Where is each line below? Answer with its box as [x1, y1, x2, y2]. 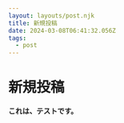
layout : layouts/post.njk [8, 11, 94, 20]
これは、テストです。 [8, 106, 78, 116]
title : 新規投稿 [8, 19, 58, 27]
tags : [8, 34, 26, 42]
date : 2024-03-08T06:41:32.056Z [8, 26, 116, 34]
